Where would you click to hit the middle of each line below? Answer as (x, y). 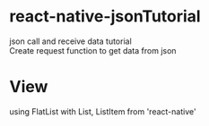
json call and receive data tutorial (70, 41)
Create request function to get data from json (93, 50)
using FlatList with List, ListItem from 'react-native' (103, 111)
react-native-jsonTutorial (105, 17)
